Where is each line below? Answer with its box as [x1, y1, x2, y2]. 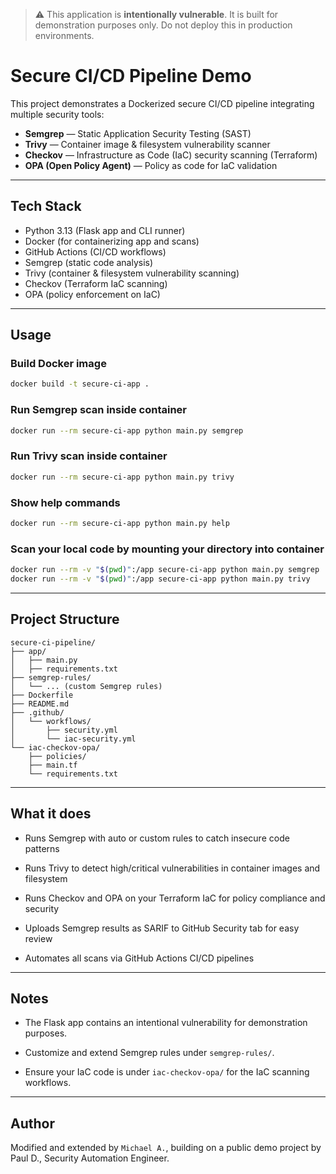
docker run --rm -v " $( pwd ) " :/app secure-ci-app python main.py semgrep [10, 565, 320, 575]
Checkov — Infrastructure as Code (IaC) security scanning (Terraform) [24, 149, 318, 161]
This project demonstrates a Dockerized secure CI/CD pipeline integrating [10, 97, 315, 109]
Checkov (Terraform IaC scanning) [24, 277, 168, 289]
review [24, 932, 53, 944]
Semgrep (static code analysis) [24, 256, 154, 268]
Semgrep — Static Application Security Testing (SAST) [24, 127, 252, 139]
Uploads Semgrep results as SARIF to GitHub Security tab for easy [24, 922, 300, 934]
